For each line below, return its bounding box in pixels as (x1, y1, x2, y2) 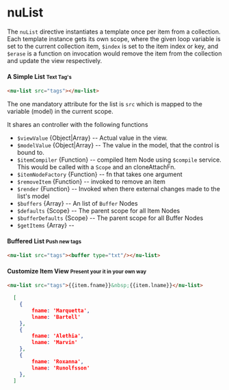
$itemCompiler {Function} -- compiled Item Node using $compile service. (16, 156, 222, 164)
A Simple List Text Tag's (7, 72, 72, 80)
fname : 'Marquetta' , (31, 307, 90, 314)
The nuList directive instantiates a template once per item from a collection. (7, 27, 221, 36)
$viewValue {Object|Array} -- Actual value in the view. (16, 134, 168, 142)
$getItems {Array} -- (16, 221, 75, 230)
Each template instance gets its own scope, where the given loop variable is (7, 34, 221, 42)
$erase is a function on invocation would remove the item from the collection (7, 49, 222, 58)
